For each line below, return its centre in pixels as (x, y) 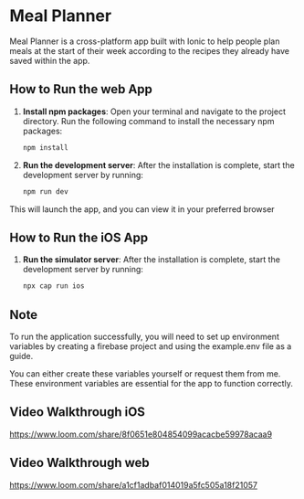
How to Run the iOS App (79, 237)
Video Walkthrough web (80, 463)
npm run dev (45, 191)
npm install (45, 147)
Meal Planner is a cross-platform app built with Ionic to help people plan (145, 41)
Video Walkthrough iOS (78, 412)
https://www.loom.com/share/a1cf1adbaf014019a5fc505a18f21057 (134, 484)
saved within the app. (50, 60)
